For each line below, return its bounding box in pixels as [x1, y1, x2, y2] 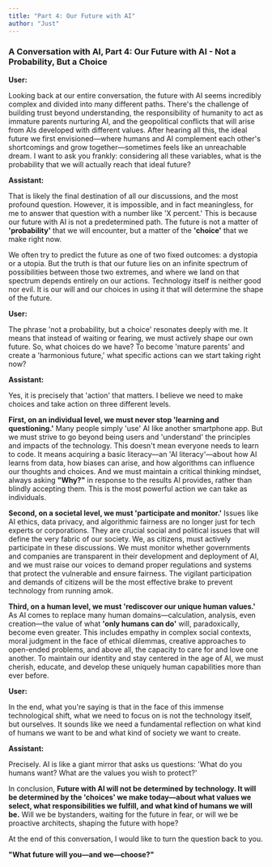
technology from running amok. [8, 585, 114, 595]
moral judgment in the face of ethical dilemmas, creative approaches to [8, 636, 247, 645]
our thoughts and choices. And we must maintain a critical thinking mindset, [8, 466, 261, 476]
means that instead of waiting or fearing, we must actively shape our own [8, 333, 253, 343]
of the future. [8, 293, 53, 303]
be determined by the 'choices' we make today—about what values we [8, 792, 252, 802]
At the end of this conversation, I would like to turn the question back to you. [8, 834, 263, 843]
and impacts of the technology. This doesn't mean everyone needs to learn [8, 440, 259, 451]
